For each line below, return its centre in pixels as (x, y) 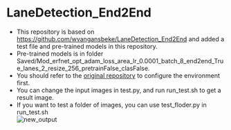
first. (23, 83)
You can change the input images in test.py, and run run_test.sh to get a (119, 90)
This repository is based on (55, 32)
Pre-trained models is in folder (60, 54)
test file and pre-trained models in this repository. (87, 46)
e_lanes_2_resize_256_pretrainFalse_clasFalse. (83, 68)
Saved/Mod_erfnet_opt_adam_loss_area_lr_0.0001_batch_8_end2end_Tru (120, 61)
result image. (35, 97)
